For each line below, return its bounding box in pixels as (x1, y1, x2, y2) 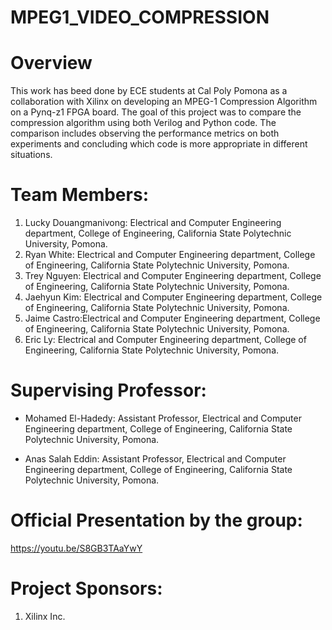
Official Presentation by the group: (10, 509, 303, 532)
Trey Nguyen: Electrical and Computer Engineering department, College (24, 270, 322, 282)
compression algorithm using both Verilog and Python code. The (10, 117, 277, 129)
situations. (10, 149, 53, 161)
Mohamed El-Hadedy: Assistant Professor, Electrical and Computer (24, 412, 302, 424)
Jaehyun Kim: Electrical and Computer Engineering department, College (24, 291, 323, 303)
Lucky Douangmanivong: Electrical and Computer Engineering (24, 217, 282, 229)
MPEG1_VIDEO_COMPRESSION (10, 6, 270, 29)
